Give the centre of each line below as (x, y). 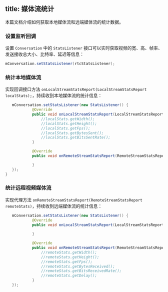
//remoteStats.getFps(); (67, 261)
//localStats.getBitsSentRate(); (76, 137)
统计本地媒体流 (23, 77)
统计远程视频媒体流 (28, 188)
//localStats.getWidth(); (68, 119)
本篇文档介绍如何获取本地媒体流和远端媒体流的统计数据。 (64, 22)
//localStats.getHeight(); (69, 123)
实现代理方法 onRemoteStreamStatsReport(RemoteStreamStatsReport (74, 199)
